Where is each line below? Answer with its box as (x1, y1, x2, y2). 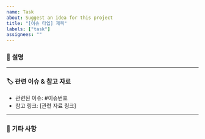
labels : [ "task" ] (6, 26, 51, 32)
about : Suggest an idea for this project (6, 15, 113, 21)
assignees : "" (6, 32, 43, 38)
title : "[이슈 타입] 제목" (6, 20, 67, 26)
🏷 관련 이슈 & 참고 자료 (6, 77, 71, 86)
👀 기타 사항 (6, 124, 37, 133)
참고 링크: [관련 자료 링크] (15, 102, 76, 109)
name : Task (6, 9, 34, 15)
